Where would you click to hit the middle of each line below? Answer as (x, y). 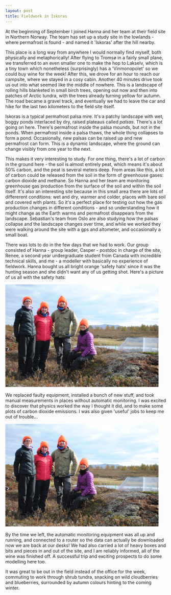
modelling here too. (26, 561)
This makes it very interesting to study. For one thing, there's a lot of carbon (85, 159)
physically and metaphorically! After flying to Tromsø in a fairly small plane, (84, 57)
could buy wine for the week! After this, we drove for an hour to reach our (83, 74)
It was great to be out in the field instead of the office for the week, (76, 572)
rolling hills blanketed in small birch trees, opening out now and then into (81, 90)
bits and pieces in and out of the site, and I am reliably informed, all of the (82, 551)
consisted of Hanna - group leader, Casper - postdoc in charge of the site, (83, 250)
